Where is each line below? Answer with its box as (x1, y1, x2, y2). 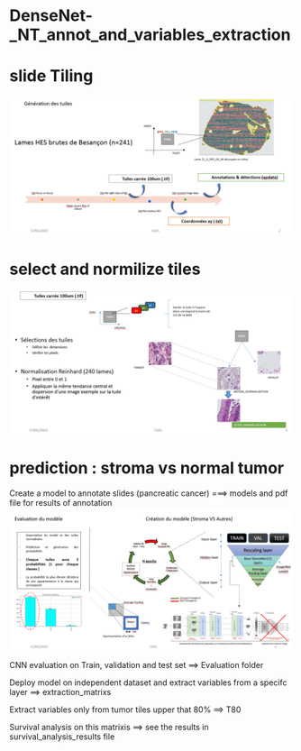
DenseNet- (9, 5, 93, 26)
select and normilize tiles (9, 259, 201, 279)
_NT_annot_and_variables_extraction (9, 24, 291, 45)
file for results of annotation (9, 497, 113, 508)
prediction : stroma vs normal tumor (9, 458, 285, 479)
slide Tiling (9, 66, 94, 87)
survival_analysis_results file (9, 731, 115, 742)
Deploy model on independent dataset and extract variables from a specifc (9, 677, 287, 688)
